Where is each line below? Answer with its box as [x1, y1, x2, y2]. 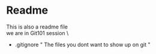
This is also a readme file [6, 23, 68, 30]
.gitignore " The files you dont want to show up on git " [14, 41, 151, 48]
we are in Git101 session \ [6, 29, 69, 36]
